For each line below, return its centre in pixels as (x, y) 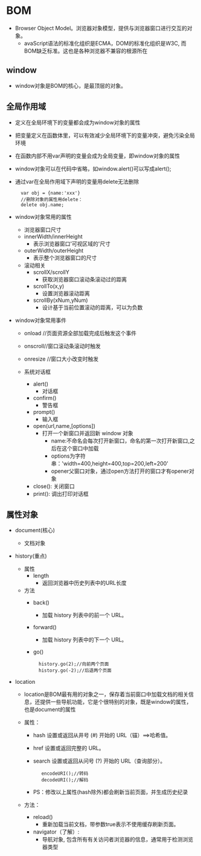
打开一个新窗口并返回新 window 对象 (88, 433)
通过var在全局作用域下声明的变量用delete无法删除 (77, 181)
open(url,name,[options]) (64, 426)
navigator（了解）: (56, 832)
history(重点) (31, 556)
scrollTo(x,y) (49, 286)
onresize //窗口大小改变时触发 (61, 359)
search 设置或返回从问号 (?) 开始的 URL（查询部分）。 (99, 761)
